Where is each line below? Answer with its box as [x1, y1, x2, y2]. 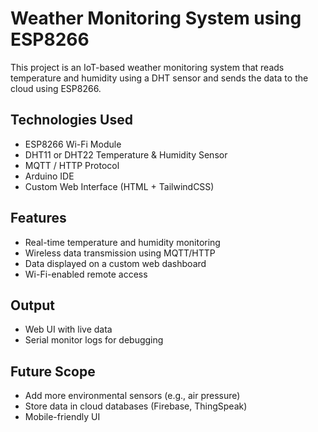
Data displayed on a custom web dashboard [24, 257, 207, 269]
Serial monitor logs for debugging [24, 334, 164, 346]
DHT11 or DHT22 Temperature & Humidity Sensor [24, 148, 228, 161]
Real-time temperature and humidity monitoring [24, 236, 221, 248]
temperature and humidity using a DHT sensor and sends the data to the [10, 72, 309, 84]
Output [10, 297, 55, 314]
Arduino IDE [24, 170, 75, 182]
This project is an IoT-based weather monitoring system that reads [10, 61, 285, 73]
